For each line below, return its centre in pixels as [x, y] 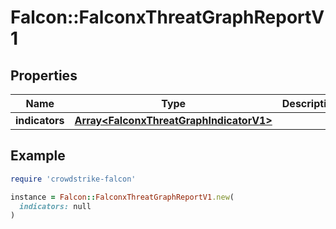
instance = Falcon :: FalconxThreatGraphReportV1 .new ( [122, 197]
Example [38, 156]
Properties [44, 75]
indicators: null [55, 206]
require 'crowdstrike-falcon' [73, 179]
